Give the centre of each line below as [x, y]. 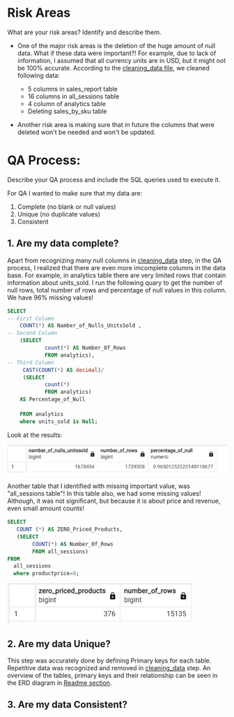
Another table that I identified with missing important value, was [99, 486]
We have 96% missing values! [50, 297]
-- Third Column [31, 362]
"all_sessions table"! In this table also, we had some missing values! [104, 494]
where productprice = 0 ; [46, 574]
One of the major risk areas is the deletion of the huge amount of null [116, 45]
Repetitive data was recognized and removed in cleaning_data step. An [109, 667]
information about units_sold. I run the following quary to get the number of [115, 282]
